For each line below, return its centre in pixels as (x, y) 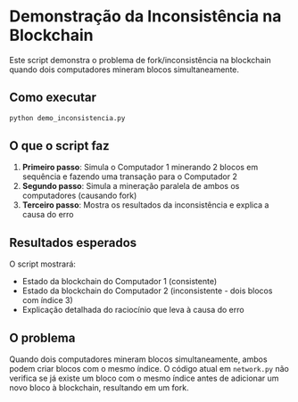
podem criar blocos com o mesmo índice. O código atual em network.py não (149, 369)
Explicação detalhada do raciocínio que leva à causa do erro (133, 310)
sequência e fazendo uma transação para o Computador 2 (130, 176)
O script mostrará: (42, 264)
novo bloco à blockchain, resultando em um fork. (99, 388)
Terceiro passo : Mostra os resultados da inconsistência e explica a (145, 205)
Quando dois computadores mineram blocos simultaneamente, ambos (138, 359)
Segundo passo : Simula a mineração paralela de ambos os (131, 186)
